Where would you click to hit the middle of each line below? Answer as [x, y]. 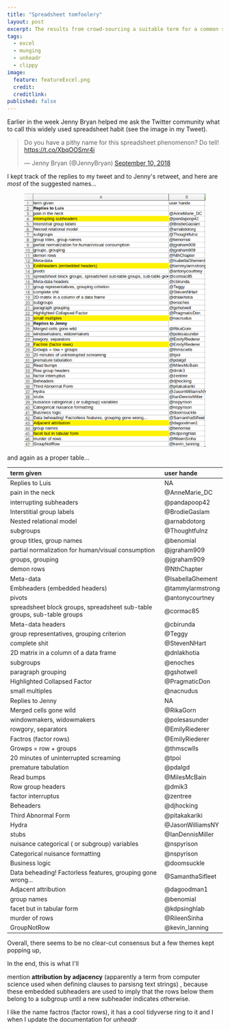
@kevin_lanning [186, 928]
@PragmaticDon [187, 682]
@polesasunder [186, 720]
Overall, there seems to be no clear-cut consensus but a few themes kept [111, 943]
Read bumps [28, 777]
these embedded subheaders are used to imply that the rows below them [111, 991]
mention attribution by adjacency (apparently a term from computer [104, 976]
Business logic [30, 863]
